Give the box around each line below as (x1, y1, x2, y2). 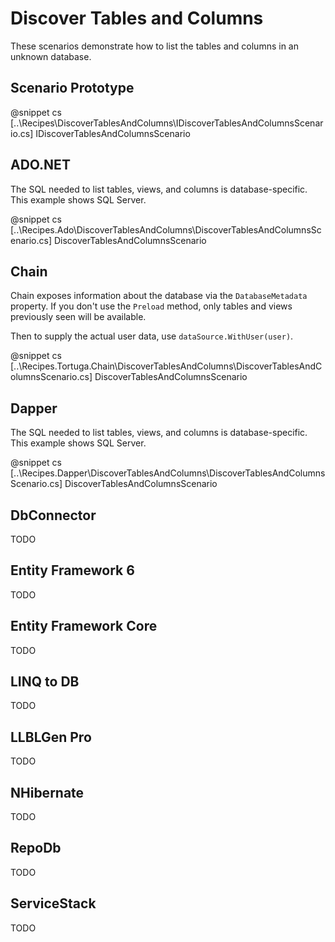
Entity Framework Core (10, 618, 158, 635)
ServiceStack (10, 895, 97, 912)
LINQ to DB (10, 673, 80, 691)
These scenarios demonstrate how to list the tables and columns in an (10, 40, 299, 52)
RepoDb (10, 840, 62, 857)
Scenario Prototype (10, 80, 135, 97)
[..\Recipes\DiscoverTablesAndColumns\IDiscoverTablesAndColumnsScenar (10, 117, 324, 129)
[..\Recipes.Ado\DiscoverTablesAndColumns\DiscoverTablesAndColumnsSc (10, 223, 322, 236)
